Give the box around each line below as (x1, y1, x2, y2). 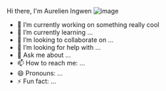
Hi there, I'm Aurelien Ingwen (6, 7, 92, 15)
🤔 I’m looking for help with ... (16, 43, 101, 51)
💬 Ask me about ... (16, 50, 71, 59)
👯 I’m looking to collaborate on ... (16, 36, 114, 44)
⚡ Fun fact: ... (16, 77, 56, 85)
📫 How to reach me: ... (16, 59, 85, 67)
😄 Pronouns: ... (16, 69, 63, 77)
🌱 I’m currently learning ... (16, 28, 93, 36)
